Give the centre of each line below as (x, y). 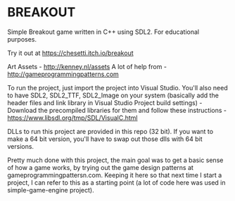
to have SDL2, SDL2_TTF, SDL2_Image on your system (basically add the (113, 95)
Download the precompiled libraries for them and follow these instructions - (117, 110)
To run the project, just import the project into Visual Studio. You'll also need (118, 87)
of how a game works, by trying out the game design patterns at (100, 167)
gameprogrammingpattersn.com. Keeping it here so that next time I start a (115, 175)
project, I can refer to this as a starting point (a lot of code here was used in (117, 182)
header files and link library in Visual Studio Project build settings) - (105, 102)
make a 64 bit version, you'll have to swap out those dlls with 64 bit (105, 139)
